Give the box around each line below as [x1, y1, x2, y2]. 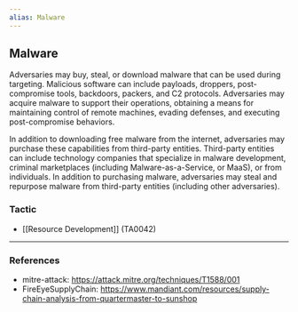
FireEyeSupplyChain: [21, 284, 99, 294]
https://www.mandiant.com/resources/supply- [100, 284, 271, 294]
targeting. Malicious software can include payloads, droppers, [9, 79, 236, 90]
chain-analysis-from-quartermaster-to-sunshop [21, 293, 198, 304]
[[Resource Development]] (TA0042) [21, 223, 157, 234]
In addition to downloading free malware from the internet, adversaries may [9, 134, 286, 145]
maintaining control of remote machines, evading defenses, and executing [9, 108, 280, 118]
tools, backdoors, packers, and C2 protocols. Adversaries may [56, 88, 286, 99]
